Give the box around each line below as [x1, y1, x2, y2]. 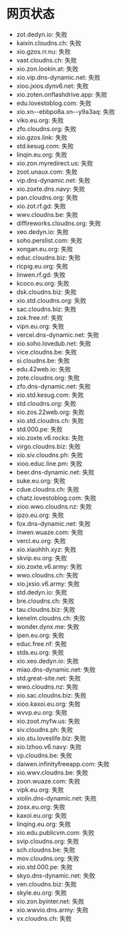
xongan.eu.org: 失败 [16, 244, 73, 253]
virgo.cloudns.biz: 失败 [16, 442, 82, 450]
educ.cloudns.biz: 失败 [16, 253, 81, 262]
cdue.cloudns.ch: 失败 [16, 485, 80, 493]
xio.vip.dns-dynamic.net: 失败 [16, 73, 101, 81]
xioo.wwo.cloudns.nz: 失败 [16, 502, 93, 510]
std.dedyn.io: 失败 [16, 588, 68, 596]
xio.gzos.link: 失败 [16, 133, 68, 141]
